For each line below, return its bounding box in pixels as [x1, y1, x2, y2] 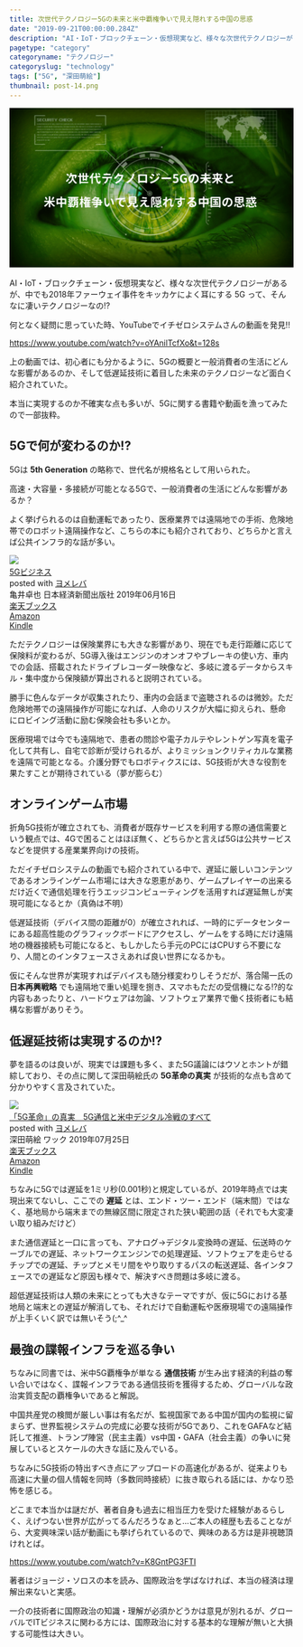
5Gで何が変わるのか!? [9, 439, 132, 454]
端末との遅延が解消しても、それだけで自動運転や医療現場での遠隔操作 [32, 1302, 293, 1312]
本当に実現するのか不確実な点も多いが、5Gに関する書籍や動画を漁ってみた [9, 398, 289, 409]
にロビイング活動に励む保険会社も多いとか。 [9, 715, 176, 725]
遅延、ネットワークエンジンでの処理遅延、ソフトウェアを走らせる [48, 1248, 293, 1259]
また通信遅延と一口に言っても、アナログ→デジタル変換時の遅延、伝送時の [9, 1237, 284, 1248]
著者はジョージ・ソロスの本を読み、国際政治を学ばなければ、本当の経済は [9, 1575, 286, 1586]
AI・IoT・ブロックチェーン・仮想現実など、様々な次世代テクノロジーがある [9, 277, 289, 289]
